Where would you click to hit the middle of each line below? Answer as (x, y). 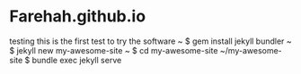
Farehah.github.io (78, 16)
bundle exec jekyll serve (77, 60)
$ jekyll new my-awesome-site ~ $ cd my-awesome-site (114, 50)
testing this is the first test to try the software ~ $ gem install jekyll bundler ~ (150, 41)
